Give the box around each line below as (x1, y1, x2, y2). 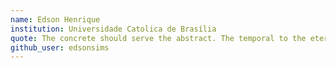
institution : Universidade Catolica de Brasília (10, 24, 217, 34)
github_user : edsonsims (10, 42, 110, 53)
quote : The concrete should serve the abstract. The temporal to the (10, 33, 307, 43)
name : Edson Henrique (10, 14, 101, 25)
